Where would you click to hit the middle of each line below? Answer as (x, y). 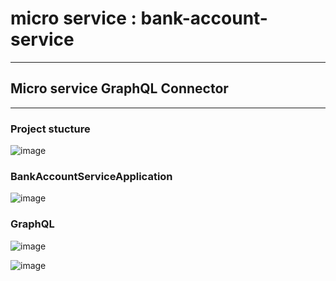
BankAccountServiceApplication (91, 176)
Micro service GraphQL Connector (119, 88)
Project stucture (50, 129)
